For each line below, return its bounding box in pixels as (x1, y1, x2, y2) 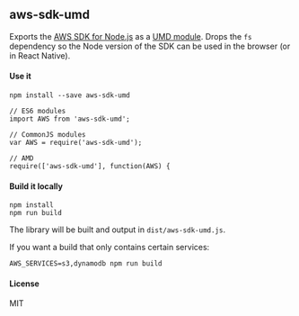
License (9, 278, 40, 289)
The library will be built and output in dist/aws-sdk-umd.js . (9, 224, 226, 235)
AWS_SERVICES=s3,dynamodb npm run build (9, 259, 163, 268)
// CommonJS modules (9, 131, 87, 140)
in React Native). (9, 50, 71, 61)
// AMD (9, 154, 34, 163)
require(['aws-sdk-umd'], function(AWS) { (9, 162, 171, 171)
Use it (9, 71, 31, 82)
